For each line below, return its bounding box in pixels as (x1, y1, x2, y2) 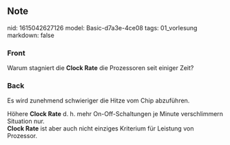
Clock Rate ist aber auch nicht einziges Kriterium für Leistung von (7, 124, 194, 133)
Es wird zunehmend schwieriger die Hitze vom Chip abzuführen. (7, 96, 190, 105)
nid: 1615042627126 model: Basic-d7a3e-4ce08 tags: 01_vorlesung (7, 23, 198, 32)
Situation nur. (7, 117, 45, 126)
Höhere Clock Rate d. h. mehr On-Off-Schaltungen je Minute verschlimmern (7, 110, 224, 118)
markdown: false (7, 31, 55, 39)
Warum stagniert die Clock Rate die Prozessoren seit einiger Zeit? (7, 64, 194, 72)
